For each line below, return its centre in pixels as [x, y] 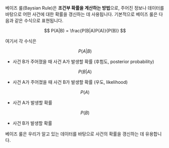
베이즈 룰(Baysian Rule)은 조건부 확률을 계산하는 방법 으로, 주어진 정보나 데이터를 [85, 8]
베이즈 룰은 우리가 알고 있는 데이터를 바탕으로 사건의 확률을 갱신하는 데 [75, 134]
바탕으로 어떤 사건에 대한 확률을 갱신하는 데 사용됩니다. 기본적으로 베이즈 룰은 [81, 14]
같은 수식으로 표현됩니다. [39, 20]
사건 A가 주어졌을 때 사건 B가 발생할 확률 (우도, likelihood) [70, 82]
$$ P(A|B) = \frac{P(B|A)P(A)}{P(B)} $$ [85, 31]
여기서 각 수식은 [21, 41]
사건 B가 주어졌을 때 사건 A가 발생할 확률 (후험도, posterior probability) [83, 62]
